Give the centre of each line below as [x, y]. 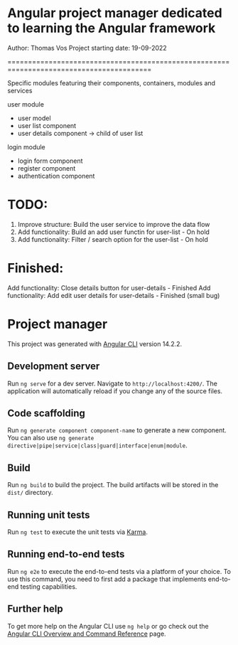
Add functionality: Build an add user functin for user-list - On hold [113, 232]
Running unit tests [49, 515]
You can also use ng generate [51, 438]
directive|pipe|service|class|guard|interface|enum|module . [97, 445]
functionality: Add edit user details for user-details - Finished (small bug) [114, 295]
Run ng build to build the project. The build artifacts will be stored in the [113, 485]
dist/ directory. [30, 493]
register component [47, 168]
